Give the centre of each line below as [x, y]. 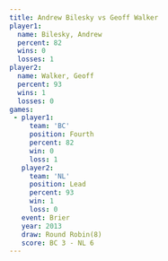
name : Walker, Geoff [56, 76]
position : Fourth [62, 135]
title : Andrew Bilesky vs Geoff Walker [84, 17]
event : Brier [45, 217]
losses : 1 [35, 59]
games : [22, 109]
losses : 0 [35, 101]
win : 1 [41, 201]
